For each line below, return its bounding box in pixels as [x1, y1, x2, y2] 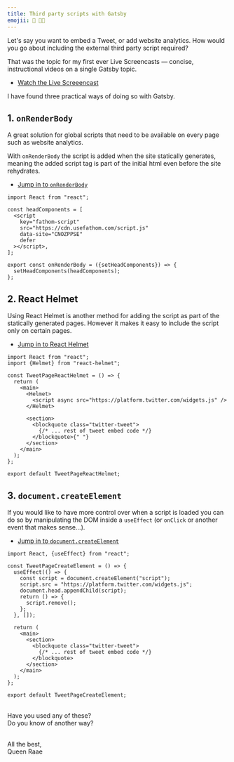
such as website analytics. [7, 138, 84, 147]
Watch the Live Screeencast [17, 78, 99, 86]
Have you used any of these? [7, 711, 92, 720]
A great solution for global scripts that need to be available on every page [7, 131, 219, 139]
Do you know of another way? [7, 718, 94, 727]
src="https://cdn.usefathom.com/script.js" [20, 225, 149, 232]
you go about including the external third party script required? [7, 44, 189, 52]
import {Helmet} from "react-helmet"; [7, 360, 121, 367]
